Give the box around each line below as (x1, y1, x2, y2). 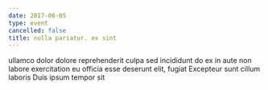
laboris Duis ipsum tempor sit (8, 72, 105, 82)
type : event (8, 19, 48, 27)
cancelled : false (8, 26, 67, 34)
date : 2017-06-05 (8, 11, 67, 20)
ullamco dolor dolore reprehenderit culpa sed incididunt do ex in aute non (8, 56, 252, 65)
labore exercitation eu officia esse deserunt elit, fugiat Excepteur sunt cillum (8, 65, 261, 74)
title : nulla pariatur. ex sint (8, 33, 117, 42)
